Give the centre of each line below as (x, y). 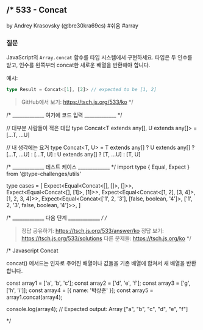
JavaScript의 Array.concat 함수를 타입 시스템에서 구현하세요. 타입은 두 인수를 (99, 57)
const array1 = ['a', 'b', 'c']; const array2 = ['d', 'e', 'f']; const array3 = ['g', (98, 283)
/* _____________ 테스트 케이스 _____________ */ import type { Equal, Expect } (98, 167)
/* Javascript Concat (33, 251)
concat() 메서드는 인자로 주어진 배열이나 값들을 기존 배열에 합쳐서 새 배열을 (96, 263)
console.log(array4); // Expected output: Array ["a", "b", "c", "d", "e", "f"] (97, 309)
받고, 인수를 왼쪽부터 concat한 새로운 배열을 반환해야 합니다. (78, 65)
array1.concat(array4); (34, 297)
